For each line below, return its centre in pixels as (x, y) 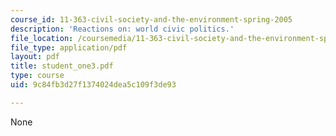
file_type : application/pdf (69, 47)
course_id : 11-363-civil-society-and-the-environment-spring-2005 (151, 19)
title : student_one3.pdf (62, 66)
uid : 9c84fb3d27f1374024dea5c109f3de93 (93, 85)
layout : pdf (35, 57)
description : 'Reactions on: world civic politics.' (122, 29)
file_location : (42, 38)
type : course (37, 76)
